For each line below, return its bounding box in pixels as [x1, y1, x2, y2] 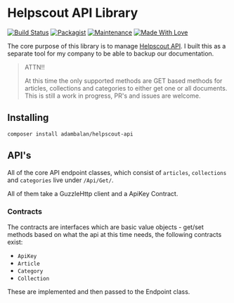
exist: [7, 238, 23, 246]
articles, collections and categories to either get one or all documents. [24, 84, 228, 92]
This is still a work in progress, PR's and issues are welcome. [24, 91, 201, 100]
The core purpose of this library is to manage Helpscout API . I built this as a [7, 41, 226, 50]
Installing [7, 112, 49, 124]
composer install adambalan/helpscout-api [7, 130, 134, 138]
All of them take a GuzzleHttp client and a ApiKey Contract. [7, 189, 178, 198]
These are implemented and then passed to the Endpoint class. [7, 287, 190, 296]
